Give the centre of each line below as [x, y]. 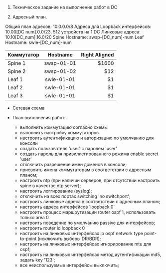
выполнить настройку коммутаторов [59, 133]
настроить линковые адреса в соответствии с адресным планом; [90, 201]
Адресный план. [30, 17]
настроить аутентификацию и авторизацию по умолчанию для [87, 138]
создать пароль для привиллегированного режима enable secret [89, 154]
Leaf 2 [15, 88]
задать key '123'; [37, 260]
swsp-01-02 [60, 71]
